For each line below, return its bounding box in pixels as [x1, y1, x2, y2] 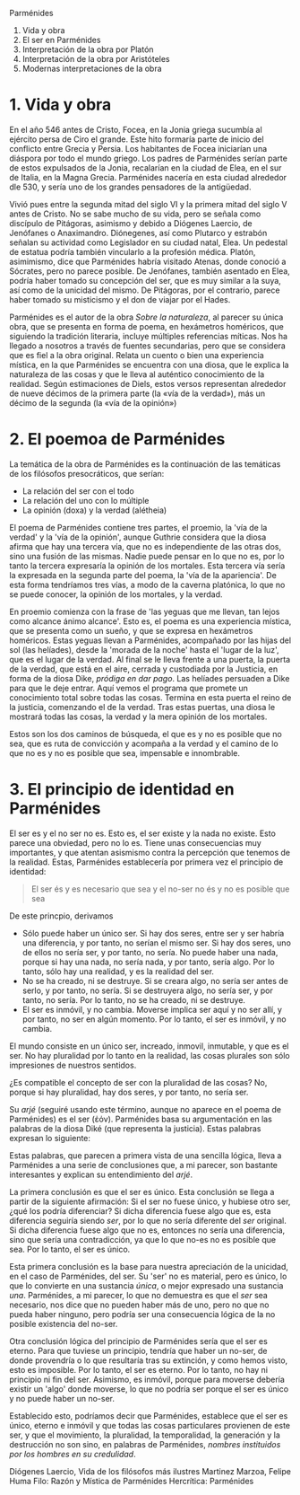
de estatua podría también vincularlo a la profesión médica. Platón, [9, 246, 256, 257]
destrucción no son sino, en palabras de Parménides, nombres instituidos [9, 1438, 281, 1449]
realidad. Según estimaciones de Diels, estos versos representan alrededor [9, 378, 287, 389]
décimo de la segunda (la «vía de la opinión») [9, 397, 177, 408]
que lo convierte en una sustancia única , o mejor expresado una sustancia [9, 1280, 284, 1291]
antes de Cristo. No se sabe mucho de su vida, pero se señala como [9, 208, 261, 219]
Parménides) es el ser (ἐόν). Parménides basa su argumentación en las [9, 1113, 273, 1124]
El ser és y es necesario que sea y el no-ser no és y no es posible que [30, 884, 290, 894]
